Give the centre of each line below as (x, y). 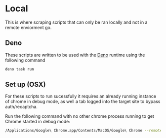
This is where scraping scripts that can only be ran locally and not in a (76, 22)
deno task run (20, 69)
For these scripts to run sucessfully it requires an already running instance (81, 96)
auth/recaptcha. (21, 107)
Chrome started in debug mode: (38, 122)
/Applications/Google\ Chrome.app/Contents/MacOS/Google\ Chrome (74, 131)
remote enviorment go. (28, 27)
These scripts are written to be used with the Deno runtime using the (75, 55)
